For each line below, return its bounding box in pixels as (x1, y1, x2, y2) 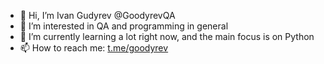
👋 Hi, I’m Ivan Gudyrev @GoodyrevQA (19, 10, 176, 21)
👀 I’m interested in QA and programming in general (19, 20, 229, 32)
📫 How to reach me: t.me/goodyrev (19, 42, 169, 54)
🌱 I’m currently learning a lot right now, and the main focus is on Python (19, 31, 315, 42)
